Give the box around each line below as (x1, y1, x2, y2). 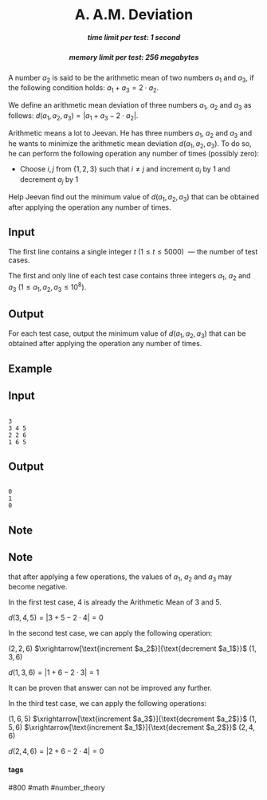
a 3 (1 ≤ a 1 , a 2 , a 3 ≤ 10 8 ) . (8, 281, 87, 294)
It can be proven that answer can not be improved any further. (8, 684, 213, 693)
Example (8, 361, 53, 376)
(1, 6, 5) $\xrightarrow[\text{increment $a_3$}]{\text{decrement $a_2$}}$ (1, (8, 714, 257, 723)
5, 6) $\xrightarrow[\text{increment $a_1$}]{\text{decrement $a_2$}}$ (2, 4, (8, 723, 255, 732)
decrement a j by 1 (19, 175, 79, 186)
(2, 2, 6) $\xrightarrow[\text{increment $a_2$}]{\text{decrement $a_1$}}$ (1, (8, 644, 257, 653)
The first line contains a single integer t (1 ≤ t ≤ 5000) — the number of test (8, 246, 258, 256)
